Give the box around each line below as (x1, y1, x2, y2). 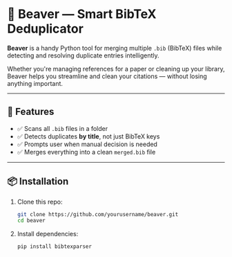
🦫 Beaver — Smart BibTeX (7, 6, 157, 22)
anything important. (7, 79, 64, 87)
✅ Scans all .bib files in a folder (17, 124, 108, 132)
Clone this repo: (17, 197, 63, 206)
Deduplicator (7, 21, 84, 37)
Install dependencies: (17, 230, 79, 238)
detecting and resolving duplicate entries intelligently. (7, 51, 160, 60)
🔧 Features (7, 106, 55, 118)
